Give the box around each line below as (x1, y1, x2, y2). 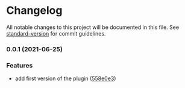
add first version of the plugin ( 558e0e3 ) (14, 75, 116, 82)
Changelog (6, 4, 63, 17)
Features (6, 61, 33, 69)
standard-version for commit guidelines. (6, 30, 106, 37)
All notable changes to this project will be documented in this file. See (6, 24, 180, 31)
